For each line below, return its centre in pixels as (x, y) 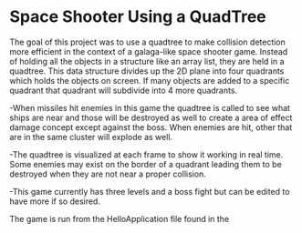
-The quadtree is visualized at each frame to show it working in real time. (146, 154)
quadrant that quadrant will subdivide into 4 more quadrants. (124, 90)
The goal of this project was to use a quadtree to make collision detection (147, 42)
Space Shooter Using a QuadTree (138, 17)
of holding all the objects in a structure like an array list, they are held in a (147, 61)
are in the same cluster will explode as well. (91, 137)
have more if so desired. (55, 201)
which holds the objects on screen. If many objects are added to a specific (150, 80)
